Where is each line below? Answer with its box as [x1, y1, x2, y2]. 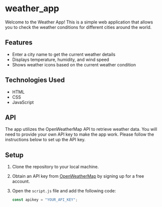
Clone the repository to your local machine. [12, 164, 99, 170]
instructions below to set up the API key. [5, 137, 86, 143]
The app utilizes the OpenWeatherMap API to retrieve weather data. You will [5, 126, 157, 132]
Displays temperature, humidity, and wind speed [12, 57, 109, 62]
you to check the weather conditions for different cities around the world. [5, 24, 152, 30]
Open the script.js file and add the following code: [12, 188, 116, 194]
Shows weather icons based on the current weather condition [12, 62, 136, 67]
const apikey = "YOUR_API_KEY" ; [12, 197, 78, 203]
